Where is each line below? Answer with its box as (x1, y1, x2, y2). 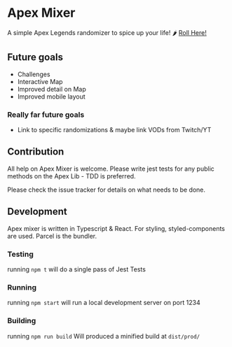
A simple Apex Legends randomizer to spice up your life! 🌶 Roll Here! (7, 28, 207, 36)
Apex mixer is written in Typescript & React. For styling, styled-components (7, 224, 226, 232)
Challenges (17, 70, 50, 78)
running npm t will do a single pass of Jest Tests (7, 264, 146, 274)
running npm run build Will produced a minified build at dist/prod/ (7, 332, 200, 340)
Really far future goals (7, 110, 85, 120)
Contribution (7, 146, 64, 158)
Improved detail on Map (17, 85, 86, 93)
